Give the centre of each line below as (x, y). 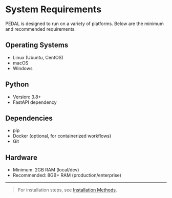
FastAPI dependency (35, 102)
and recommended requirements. (40, 29)
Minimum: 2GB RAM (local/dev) (46, 170)
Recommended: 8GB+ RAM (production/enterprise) (67, 175)
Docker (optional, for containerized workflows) (62, 136)
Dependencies (29, 118)
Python (17, 85)
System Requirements (53, 9)
